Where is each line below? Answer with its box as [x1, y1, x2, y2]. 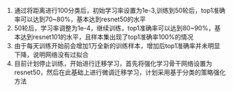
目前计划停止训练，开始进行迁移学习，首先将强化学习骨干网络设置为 [13, 59, 213, 67]
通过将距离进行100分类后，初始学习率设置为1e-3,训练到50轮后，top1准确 [13, 6, 226, 14]
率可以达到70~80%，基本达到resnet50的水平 [13, 15, 146, 23]
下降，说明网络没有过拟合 [13, 50, 89, 59]
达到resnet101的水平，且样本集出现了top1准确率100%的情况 [20, 33, 194, 41]
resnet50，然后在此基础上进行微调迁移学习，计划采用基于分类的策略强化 [13, 68, 226, 76]
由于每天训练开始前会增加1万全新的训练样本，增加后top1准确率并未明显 [13, 42, 221, 50]
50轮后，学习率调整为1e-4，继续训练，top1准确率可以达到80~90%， [13, 24, 215, 32]
